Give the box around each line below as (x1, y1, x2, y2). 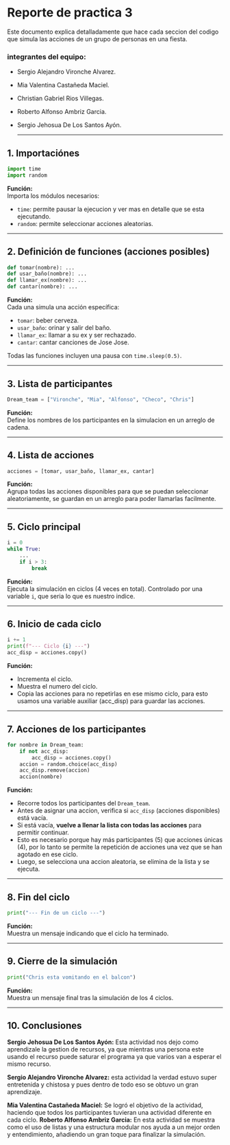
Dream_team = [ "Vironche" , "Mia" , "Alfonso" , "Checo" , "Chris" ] (7, 396, 194, 403)
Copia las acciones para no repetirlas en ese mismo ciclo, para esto (16, 689, 209, 698)
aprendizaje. (7, 1088, 42, 1096)
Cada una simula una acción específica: (7, 303, 120, 311)
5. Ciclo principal (7, 521, 81, 533)
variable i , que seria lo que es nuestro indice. (7, 592, 136, 600)
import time (7, 166, 41, 173)
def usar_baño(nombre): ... (7, 270, 88, 278)
